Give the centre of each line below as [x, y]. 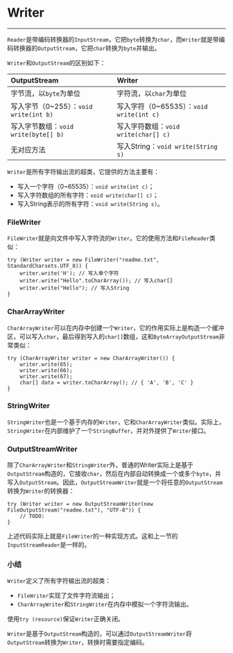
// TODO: [32, 516]
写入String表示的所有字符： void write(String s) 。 [90, 203]
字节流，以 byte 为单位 [46, 93]
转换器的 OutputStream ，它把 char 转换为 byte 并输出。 [87, 48]
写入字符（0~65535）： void [162, 106]
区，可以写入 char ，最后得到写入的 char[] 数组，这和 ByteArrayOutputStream [113, 336]
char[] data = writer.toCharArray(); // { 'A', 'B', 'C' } [107, 382]
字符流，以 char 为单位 [152, 93]
